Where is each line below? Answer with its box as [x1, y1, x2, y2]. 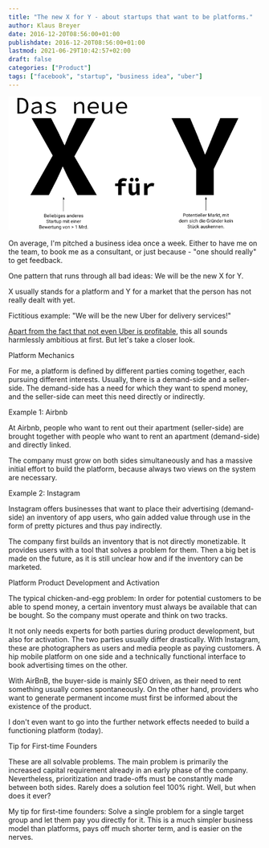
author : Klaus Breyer [8, 21, 81, 30]
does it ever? [8, 791, 51, 801]
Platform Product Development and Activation [8, 578, 160, 587]
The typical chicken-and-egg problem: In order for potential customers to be [8, 593, 262, 603]
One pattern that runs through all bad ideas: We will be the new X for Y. [8, 270, 244, 281]
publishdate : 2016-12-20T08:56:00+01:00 [8, 39, 146, 47]
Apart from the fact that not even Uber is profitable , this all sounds [8, 326, 228, 335]
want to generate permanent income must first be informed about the [8, 693, 238, 702]
